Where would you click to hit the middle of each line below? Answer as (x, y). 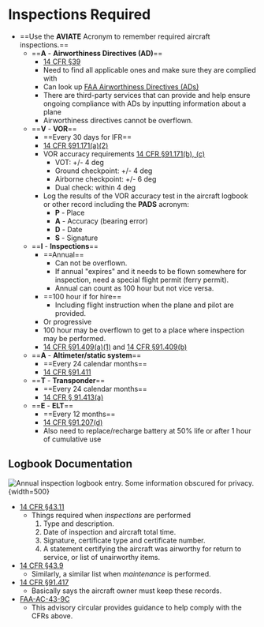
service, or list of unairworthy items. (102, 557)
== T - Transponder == (68, 380)
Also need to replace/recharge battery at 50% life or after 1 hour (147, 430)
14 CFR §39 (62, 62)
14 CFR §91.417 (44, 582)
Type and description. (78, 524)
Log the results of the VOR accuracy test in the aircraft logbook (145, 196)
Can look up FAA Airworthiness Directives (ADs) (121, 86)
